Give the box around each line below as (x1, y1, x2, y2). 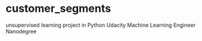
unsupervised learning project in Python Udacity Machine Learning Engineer (5, 21, 196, 29)
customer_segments (5, 2, 112, 15)
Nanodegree (5, 27, 37, 34)
